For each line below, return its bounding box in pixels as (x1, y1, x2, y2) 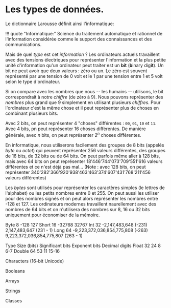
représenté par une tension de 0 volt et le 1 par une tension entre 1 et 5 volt (5, 73, 163, 79)
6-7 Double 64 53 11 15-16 (5, 248, 60, 254)
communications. (5, 41, 42, 47)
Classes (5, 297, 22, 303)
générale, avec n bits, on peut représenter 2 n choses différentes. (5, 131, 141, 138)
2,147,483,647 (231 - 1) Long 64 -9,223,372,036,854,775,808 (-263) (5, 227, 148, 233)
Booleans (5, 268, 26, 274)
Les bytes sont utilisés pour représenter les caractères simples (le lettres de (5, 184, 165, 191)
